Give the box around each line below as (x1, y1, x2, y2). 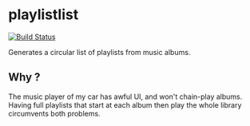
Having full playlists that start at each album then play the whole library (8, 100, 242, 109)
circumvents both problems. (8, 108, 101, 118)
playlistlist (8, 6, 79, 24)
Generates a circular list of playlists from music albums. (8, 47, 191, 57)
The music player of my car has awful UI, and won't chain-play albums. (8, 92, 243, 101)
